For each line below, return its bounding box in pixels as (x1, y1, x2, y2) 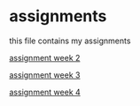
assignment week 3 (9, 69, 81, 80)
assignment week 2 (9, 52, 81, 63)
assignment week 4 (9, 87, 82, 97)
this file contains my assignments (9, 35, 131, 46)
